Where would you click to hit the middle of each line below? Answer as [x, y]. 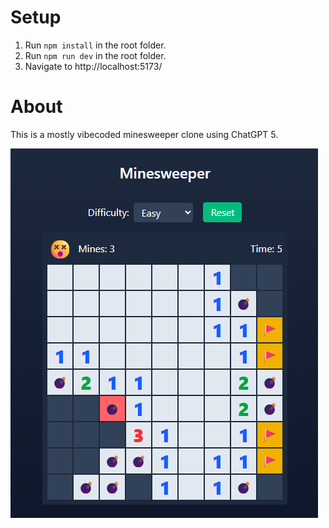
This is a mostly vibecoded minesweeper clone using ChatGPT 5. [144, 134]
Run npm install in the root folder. [95, 45]
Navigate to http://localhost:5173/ [93, 66]
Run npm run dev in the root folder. [95, 55]
